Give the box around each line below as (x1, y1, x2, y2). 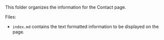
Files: (5, 14, 16, 19)
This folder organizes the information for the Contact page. (5, 4, 126, 10)
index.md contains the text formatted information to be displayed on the (12, 23, 159, 29)
